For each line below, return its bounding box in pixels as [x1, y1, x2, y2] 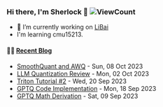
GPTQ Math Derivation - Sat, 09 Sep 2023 [16, 92, 139, 100]
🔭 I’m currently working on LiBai [16, 23, 109, 31]
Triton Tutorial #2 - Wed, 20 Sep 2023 [16, 77, 127, 85]
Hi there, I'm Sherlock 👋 [6, 7, 89, 17]
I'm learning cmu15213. [16, 30, 83, 38]
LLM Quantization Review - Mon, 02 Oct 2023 [16, 69, 150, 78]
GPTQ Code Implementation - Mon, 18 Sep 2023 [16, 84, 157, 92]
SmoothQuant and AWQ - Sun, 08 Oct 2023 [16, 62, 143, 70]
